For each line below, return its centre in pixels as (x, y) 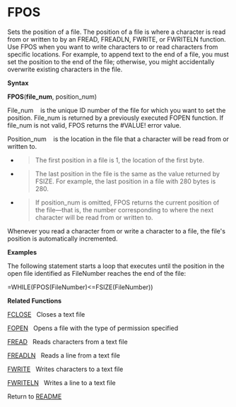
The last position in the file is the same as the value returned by (128, 174)
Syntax (18, 83)
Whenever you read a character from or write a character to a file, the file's (117, 231)
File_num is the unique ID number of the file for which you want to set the (117, 110)
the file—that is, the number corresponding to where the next (124, 209)
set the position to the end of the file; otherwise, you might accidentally (111, 61)
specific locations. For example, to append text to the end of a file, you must (118, 54)
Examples (22, 252)
